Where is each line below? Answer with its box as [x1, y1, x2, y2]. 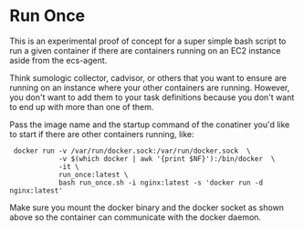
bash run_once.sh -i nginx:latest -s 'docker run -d [58, 178, 263, 187]
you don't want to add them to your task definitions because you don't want [9, 92, 295, 103]
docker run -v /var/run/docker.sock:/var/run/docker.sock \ [13, 146, 251, 155]
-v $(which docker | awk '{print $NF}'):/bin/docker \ [58, 154, 276, 164]
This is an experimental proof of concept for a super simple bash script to [9, 35, 287, 46]
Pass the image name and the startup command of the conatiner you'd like [9, 119, 290, 130]
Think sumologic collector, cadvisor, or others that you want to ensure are [9, 72, 288, 83]
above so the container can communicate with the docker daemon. [9, 211, 262, 223]
